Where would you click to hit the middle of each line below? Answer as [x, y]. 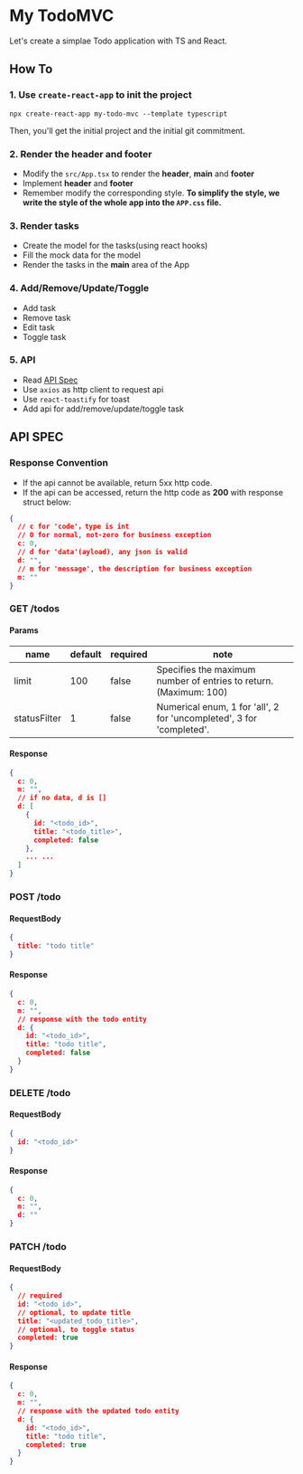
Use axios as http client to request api [93, 389]
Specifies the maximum [206, 669]
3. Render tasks [44, 225]
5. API [23, 360]
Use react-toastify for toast [76, 399]
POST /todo [35, 897]
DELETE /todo [40, 1092]
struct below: [47, 502]
